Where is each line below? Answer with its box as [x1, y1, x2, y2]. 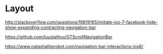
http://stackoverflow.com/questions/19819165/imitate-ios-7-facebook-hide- [5, 19, 158, 25]
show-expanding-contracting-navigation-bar [5, 24, 96, 30]
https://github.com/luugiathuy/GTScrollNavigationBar [5, 34, 113, 40]
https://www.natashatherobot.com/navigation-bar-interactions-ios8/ [5, 43, 143, 49]
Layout [5, 3, 34, 14]
